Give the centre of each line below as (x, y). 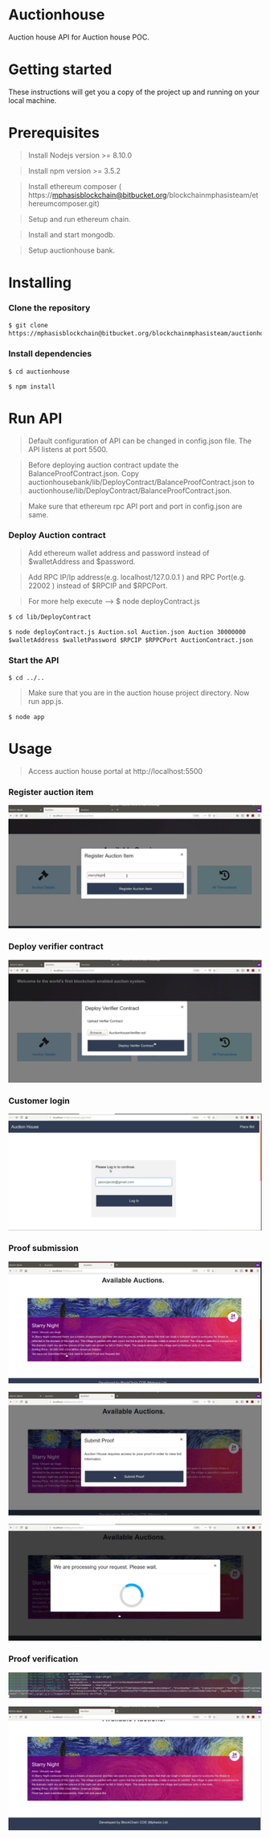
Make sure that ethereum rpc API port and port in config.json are (135, 506)
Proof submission (43, 1249)
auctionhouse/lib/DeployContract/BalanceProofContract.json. (130, 490)
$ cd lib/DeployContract (50, 617)
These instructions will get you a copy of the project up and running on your (134, 92)
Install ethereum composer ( (75, 186)
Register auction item (51, 792)
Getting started (60, 70)
